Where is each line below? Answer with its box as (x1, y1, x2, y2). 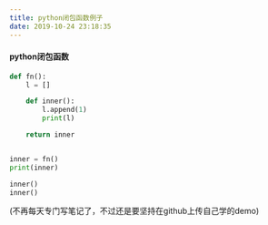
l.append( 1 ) (42, 106, 88, 115)
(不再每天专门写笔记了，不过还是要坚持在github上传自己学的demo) (9, 206, 260, 217)
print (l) (42, 114, 75, 123)
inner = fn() (9, 154, 59, 164)
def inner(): (25, 97, 75, 106)
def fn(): (9, 72, 47, 81)
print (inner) (9, 163, 59, 172)
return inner (25, 130, 75, 139)
